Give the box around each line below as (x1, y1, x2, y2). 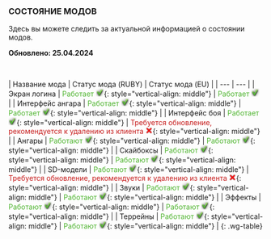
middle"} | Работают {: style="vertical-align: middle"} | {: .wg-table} (28, 221, 263, 231)
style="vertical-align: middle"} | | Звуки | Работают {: (8, 183, 196, 193)
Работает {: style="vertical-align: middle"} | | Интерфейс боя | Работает (8, 108, 260, 118)
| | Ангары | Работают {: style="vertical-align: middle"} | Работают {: (8, 136, 256, 146)
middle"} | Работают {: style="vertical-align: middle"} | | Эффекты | (28, 192, 261, 203)
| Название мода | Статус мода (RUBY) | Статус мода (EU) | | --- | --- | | (8, 79, 255, 90)
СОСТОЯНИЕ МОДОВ (8, 6, 97, 17)
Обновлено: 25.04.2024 (8, 48, 94, 58)
